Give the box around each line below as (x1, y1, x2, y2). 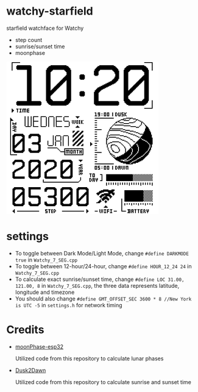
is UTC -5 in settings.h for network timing (15, 301, 123, 308)
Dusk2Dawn (15, 366, 46, 374)
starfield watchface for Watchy (6, 24, 84, 32)
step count (15, 36, 43, 43)
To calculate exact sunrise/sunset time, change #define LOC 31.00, (15, 276, 185, 283)
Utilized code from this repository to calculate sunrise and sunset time (15, 378, 192, 385)
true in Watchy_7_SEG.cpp (15, 256, 78, 263)
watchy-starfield (6, 4, 93, 18)
